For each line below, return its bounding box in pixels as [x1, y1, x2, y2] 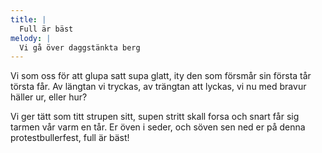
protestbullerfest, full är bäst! [10, 132, 130, 144]
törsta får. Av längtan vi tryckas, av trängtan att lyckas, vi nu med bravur [10, 81, 307, 93]
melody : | [10, 33, 52, 43]
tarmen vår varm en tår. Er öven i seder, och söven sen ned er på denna [10, 121, 306, 133]
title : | [10, 14, 47, 25]
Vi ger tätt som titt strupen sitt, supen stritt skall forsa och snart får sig [10, 111, 300, 123]
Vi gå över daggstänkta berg [19, 42, 141, 53]
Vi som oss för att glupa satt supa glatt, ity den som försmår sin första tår [10, 70, 312, 82]
